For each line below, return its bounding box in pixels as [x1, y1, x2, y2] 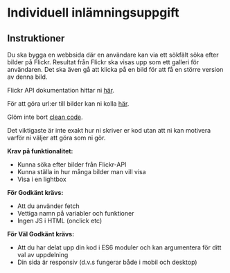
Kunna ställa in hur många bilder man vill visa [17, 168, 147, 176]
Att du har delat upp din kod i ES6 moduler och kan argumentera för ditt [17, 243, 222, 252]
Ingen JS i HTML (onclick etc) [17, 216, 103, 225]
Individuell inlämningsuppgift [7, 5, 180, 21]
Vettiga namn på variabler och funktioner [17, 209, 134, 217]
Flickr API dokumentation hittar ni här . [7, 86, 115, 94]
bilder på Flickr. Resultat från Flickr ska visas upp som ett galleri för [7, 58, 200, 66]
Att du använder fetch [17, 202, 80, 210]
